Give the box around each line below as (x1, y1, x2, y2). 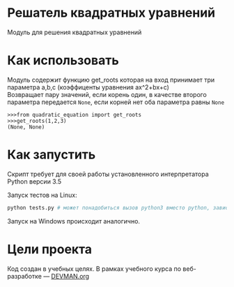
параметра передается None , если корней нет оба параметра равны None (7, 98, 225, 106)
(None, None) (7, 124, 45, 131)
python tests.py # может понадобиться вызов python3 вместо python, (7, 204, 210, 211)
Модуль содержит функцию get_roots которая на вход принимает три (7, 75, 215, 84)
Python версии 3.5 (7, 177, 62, 186)
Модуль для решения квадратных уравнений (7, 28, 142, 36)
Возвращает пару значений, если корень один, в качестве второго (7, 90, 207, 98)
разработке (7, 272, 42, 280)
